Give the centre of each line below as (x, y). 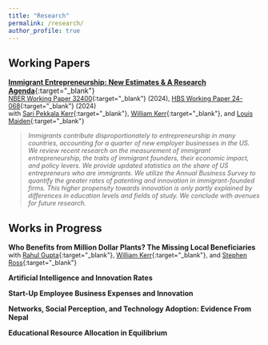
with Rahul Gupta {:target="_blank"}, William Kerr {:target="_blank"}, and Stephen (128, 255)
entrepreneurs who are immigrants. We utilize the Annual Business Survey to (142, 173)
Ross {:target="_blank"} (43, 263)
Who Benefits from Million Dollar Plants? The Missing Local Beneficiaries (132, 247)
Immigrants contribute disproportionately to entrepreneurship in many (132, 136)
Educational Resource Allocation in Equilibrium (88, 333)
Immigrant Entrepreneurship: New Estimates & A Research (107, 82)
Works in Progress (55, 228)
